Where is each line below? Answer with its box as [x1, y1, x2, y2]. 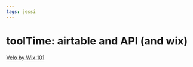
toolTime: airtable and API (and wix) [6, 34, 188, 47]
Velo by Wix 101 [6, 54, 45, 61]
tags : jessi [6, 8, 36, 15]
